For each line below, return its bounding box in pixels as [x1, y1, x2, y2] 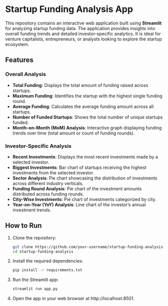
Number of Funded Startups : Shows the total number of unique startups [12, 114, 163, 120]
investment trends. [12, 206, 52, 213]
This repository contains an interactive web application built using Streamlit [5, 20, 162, 26]
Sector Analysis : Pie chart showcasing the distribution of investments [12, 175, 157, 181]
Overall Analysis [5, 71, 46, 78]
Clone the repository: [12, 234, 57, 240]
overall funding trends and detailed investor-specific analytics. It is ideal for [5, 30, 161, 36]
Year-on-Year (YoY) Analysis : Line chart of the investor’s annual [12, 201, 146, 207]
